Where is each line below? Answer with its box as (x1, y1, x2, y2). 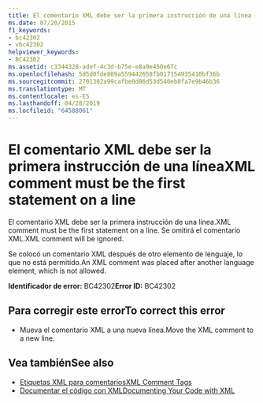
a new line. (19, 333, 55, 343)
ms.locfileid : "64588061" (8, 107, 93, 115)
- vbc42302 (8, 41, 44, 49)
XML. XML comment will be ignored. (8, 233, 124, 243)
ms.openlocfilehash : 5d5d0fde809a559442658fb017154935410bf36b (8, 70, 220, 78)
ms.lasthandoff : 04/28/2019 (8, 99, 101, 107)
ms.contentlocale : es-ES (8, 92, 90, 100)
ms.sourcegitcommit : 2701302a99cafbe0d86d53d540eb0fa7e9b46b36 (8, 77, 220, 85)
